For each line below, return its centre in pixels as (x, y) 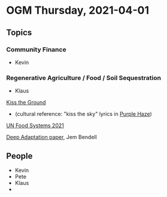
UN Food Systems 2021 (35, 125)
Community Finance (37, 50)
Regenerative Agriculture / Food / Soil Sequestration (84, 78)
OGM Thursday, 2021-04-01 (78, 10)
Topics (19, 33)
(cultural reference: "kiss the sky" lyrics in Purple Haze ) (83, 114)
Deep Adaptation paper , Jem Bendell (51, 137)
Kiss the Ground (26, 103)
